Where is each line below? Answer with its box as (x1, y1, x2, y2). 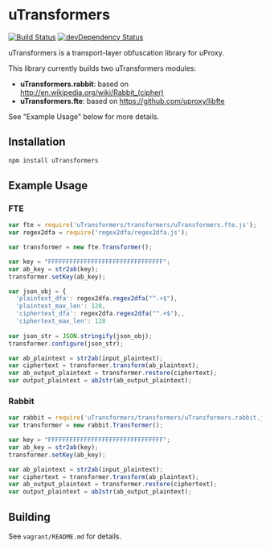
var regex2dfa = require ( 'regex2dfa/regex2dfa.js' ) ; (8, 229, 189, 237)
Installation (8, 135, 66, 149)
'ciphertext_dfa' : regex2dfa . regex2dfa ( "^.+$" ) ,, (15, 310, 185, 318)
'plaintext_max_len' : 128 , (15, 302, 106, 311)
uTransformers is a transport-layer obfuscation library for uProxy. (8, 47, 225, 57)
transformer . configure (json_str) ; (8, 340, 125, 348)
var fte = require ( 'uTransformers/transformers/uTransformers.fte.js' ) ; (8, 221, 257, 229)
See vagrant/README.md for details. (8, 531, 122, 541)
